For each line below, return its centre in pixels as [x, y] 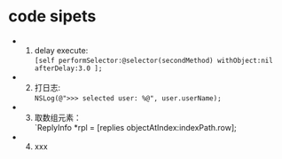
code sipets [52, 16]
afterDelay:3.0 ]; [68, 68]
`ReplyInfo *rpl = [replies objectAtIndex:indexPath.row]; [135, 127]
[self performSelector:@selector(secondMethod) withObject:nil [154, 60]
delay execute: [61, 50]
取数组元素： [58, 117]
